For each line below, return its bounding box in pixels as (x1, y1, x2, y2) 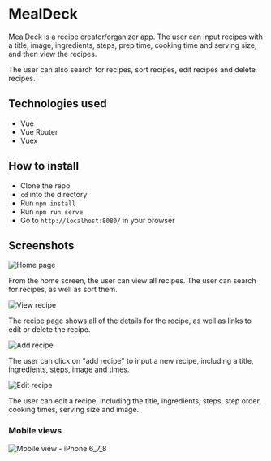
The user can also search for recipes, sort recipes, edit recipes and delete (8, 64, 256, 74)
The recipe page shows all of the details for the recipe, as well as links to (8, 316, 252, 325)
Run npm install (19, 198, 76, 208)
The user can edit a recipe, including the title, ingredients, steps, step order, (8, 396, 262, 406)
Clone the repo (19, 180, 71, 191)
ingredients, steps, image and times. (8, 364, 130, 374)
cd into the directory (19, 189, 88, 199)
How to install (8, 159, 80, 173)
